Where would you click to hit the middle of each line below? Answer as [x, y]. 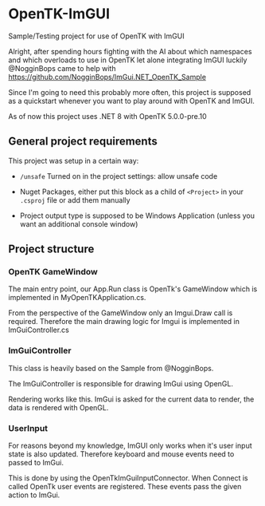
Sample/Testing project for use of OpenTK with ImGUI [96, 36]
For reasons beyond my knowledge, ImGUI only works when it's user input [130, 446]
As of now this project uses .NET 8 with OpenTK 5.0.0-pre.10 [107, 116]
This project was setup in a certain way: [74, 160]
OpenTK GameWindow [53, 272]
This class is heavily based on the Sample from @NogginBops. [111, 368]
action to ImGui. [34, 495]
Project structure [51, 249]
